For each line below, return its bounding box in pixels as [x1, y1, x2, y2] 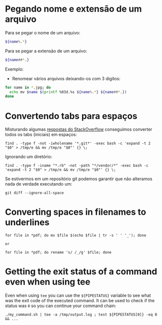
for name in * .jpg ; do [5, 85, 51, 90]
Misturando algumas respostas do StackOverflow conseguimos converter [5, 126, 153, 132]
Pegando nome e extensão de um [5, 3, 142, 15]
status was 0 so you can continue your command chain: [5, 303, 116, 309]
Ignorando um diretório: [5, 154, 52, 160]
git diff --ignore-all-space [5, 190, 64, 195]
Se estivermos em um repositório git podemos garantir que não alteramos [5, 176, 153, 182]
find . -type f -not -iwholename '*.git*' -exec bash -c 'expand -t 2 [5, 141, 151, 146]
